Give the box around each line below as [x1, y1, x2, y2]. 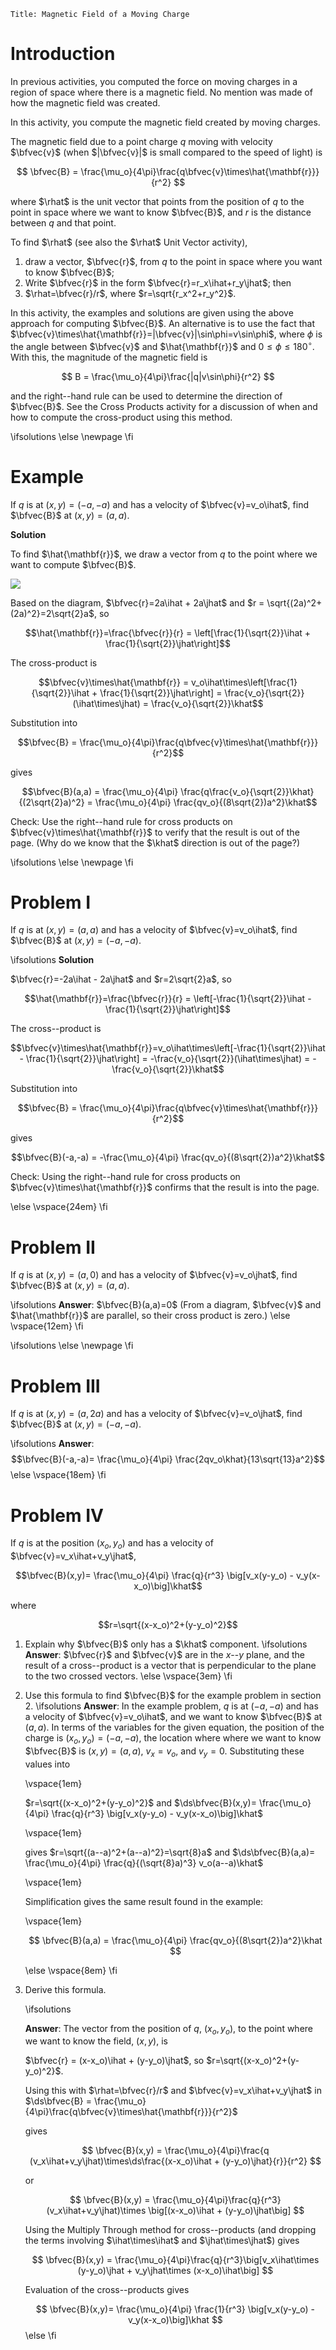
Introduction [10, 43, 116, 65]
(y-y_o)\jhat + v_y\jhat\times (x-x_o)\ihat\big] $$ [77, 2265, 274, 2277]
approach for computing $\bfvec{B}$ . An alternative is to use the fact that [10, 317, 315, 329]
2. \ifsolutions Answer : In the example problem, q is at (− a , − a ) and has [24, 1700, 319, 1712]
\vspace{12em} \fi [10, 1320, 84, 1332]
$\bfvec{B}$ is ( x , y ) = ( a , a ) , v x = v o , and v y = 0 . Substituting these [24, 1745, 305, 1759]
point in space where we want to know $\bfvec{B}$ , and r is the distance [10, 206, 312, 218]
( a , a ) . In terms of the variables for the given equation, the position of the [24, 1721, 325, 1734]
